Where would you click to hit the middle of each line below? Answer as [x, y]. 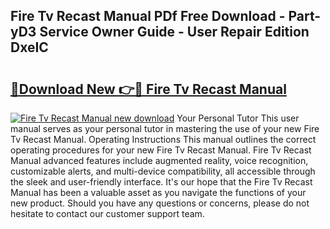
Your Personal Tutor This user [238, 118]
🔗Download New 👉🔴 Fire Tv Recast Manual [148, 89]
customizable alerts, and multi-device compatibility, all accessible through [163, 171]
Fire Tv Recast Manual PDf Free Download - [148, 16]
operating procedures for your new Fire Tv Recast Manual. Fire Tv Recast [161, 150]
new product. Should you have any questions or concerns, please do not [160, 203]
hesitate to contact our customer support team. [107, 213]
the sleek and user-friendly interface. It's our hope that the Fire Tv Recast [161, 182]
